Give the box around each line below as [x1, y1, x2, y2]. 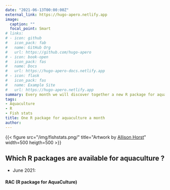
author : [5, 120, 22, 125]
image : [5, 17, 19, 22]
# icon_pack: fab [5, 40, 47, 45]
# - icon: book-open [5, 54, 49, 60]
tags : [5, 97, 17, 102]
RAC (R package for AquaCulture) [5, 179, 77, 185]
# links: [5, 31, 24, 36]
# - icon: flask [5, 73, 39, 78]
